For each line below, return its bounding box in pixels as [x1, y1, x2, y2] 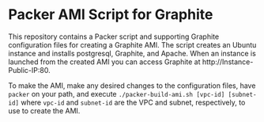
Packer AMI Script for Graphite [8, 6, 213, 24]
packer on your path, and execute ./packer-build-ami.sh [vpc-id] [8, 89, 225, 98]
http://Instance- [202, 57, 254, 67]
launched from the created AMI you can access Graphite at [8, 57, 201, 67]
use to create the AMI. [8, 105, 81, 116]
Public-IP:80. [8, 65, 51, 74]
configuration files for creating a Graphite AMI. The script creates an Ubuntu [8, 40, 257, 49]
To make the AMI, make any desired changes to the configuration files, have [8, 81, 256, 90]
